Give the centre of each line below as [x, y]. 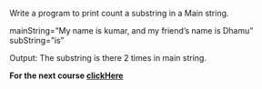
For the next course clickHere [66, 75]
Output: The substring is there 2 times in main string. [108, 58]
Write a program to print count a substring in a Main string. [119, 13]
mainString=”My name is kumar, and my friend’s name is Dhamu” [131, 30]
